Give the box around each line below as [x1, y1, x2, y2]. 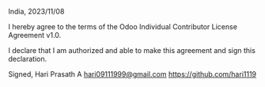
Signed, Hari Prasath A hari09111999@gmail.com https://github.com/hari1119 [8, 70, 257, 78]
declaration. [8, 55, 47, 63]
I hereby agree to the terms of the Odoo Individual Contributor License [8, 22, 237, 31]
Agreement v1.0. [8, 31, 62, 40]
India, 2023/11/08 [8, 7, 65, 16]
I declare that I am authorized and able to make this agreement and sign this [8, 46, 256, 55]
